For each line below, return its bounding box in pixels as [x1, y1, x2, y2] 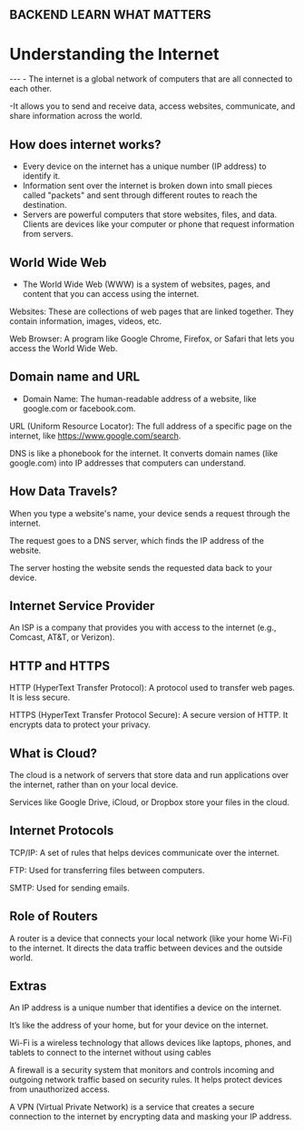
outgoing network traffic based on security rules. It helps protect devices [9, 1075, 283, 1086]
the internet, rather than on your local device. [9, 780, 179, 791]
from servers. [22, 229, 74, 240]
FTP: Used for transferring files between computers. [9, 864, 205, 875]
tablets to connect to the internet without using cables [9, 1047, 211, 1058]
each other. [9, 84, 53, 94]
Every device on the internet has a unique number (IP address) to [22, 161, 267, 172]
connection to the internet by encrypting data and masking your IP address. [9, 1111, 292, 1122]
